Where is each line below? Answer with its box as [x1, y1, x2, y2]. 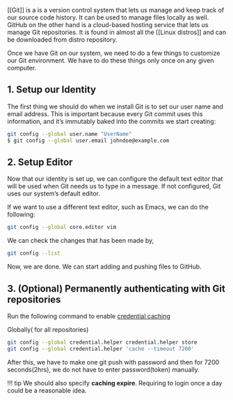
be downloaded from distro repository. [7, 35, 118, 44]
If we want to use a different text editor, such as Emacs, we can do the [7, 203, 209, 211]
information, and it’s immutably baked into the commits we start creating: [7, 117, 216, 125]
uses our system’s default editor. [7, 189, 101, 198]
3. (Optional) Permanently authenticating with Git [7, 282, 226, 294]
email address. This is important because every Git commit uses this [7, 109, 203, 118]
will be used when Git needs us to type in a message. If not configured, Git [7, 182, 221, 191]
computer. [7, 64, 37, 72]
